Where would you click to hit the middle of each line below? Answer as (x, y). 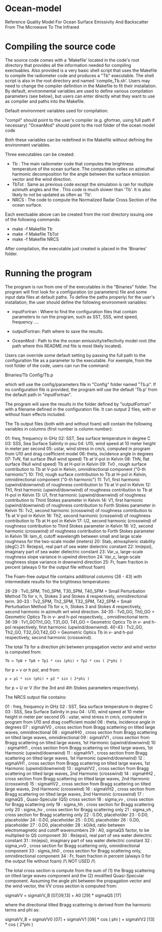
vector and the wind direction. (42, 179)
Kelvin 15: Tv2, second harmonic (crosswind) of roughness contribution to (79, 510)
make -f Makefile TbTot (35, 234)
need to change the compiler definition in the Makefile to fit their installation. (81, 86)
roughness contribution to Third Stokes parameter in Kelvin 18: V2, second (79, 526)
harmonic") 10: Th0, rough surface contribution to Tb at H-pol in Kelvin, (76, 474)
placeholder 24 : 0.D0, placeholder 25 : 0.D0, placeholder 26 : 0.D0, (73, 820)
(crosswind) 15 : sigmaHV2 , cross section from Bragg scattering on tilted (78, 784)
